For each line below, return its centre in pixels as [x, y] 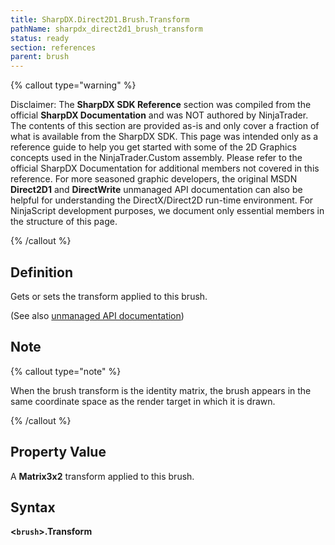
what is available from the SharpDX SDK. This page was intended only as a [164, 137]
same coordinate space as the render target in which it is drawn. [143, 401]
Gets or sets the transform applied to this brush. [109, 296]
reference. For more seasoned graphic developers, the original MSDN [154, 179]
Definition [41, 272]
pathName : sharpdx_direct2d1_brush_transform [106, 29]
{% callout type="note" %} [66, 371]
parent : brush [40, 57]
